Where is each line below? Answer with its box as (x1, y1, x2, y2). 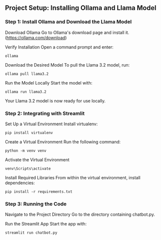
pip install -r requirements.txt (5, 189, 73, 194)
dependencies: (5, 180, 35, 186)
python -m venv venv (5, 148, 47, 153)
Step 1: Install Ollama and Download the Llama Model (5, 18, 132, 25)
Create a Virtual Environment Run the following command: (5, 138, 121, 145)
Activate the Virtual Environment (5, 156, 70, 162)
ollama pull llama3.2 (5, 71, 49, 76)
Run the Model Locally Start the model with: (5, 80, 93, 86)
